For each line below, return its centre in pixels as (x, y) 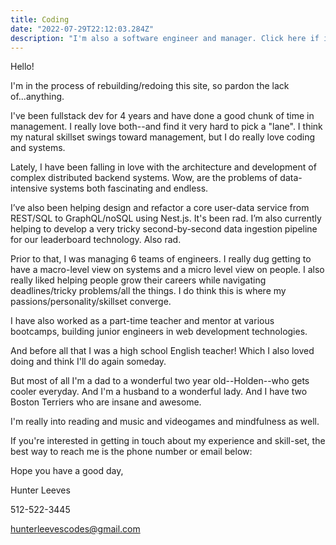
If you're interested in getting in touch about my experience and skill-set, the (168, 441)
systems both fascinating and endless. (129, 188)
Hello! (22, 67)
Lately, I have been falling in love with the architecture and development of (163, 167)
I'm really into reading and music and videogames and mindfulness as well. (165, 422)
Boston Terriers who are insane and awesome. (106, 402)
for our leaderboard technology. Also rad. (96, 240)
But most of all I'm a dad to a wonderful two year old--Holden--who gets (160, 381)
